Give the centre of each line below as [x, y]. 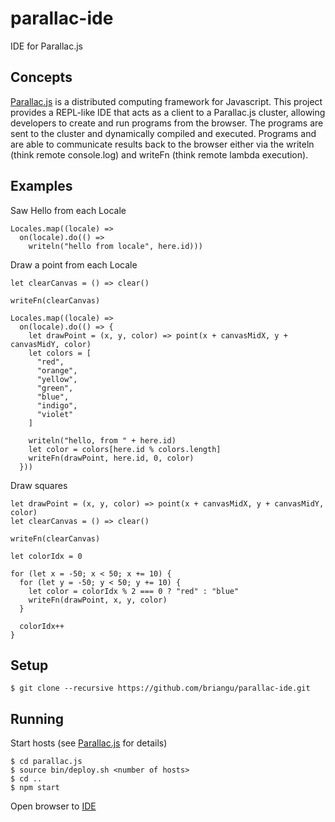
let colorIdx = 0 [46, 556]
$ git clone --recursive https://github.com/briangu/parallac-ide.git [160, 688]
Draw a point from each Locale [74, 264]
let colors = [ [60, 353]
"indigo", [57, 405]
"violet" [55, 414]
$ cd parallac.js [46, 762]
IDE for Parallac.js [46, 46]
